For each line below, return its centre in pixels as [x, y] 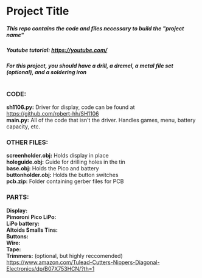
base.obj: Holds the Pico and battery [53, 169]
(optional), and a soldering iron [47, 72]
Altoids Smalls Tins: [32, 230]
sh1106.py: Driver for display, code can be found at [71, 107]
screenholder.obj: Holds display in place [57, 156]
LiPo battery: [23, 223]
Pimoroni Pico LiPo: [31, 217]
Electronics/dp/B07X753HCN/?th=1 [50, 268]
